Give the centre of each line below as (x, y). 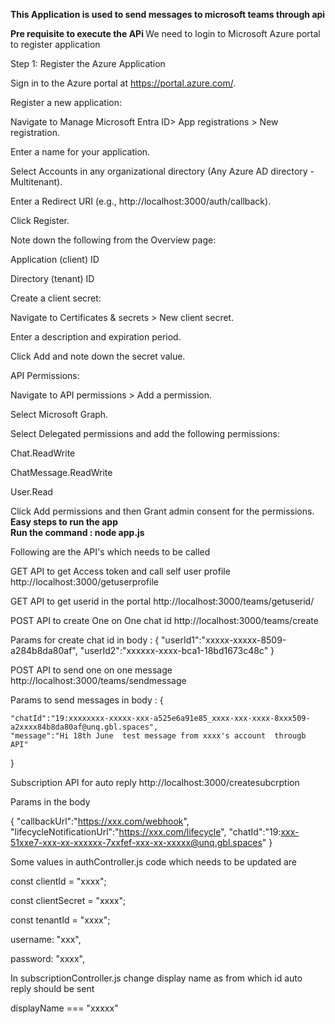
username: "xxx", (46, 939)
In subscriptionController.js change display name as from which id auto (156, 978)
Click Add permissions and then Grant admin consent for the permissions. (162, 511)
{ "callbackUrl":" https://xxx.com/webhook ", (100, 821)
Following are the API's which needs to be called (110, 552)
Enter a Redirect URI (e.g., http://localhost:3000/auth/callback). (141, 201)
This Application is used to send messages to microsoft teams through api (168, 14)
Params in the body (50, 802)
